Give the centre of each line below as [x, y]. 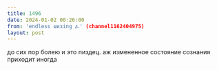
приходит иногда [32, 60]
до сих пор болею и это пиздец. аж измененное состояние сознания [109, 52]
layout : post [26, 33]
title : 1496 [24, 13]
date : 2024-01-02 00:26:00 [46, 20]
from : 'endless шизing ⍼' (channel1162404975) [76, 26]
